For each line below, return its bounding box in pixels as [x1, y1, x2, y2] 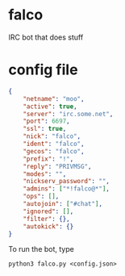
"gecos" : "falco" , [23, 147, 85, 155]
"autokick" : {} [23, 222, 74, 231]
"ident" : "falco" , [23, 140, 85, 148]
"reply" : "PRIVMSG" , [23, 162, 92, 170]
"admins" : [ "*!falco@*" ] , [23, 185, 110, 193]
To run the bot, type [8, 245, 74, 254]
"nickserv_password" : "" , [23, 178, 110, 186]
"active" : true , [23, 102, 78, 111]
